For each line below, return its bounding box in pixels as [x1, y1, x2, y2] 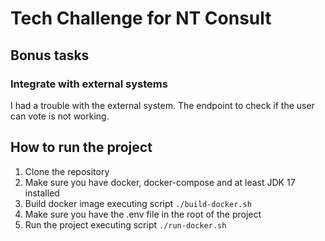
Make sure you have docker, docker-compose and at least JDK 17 [24, 176, 296, 188]
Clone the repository [24, 165, 110, 177]
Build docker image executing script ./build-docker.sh [24, 197, 252, 209]
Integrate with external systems [10, 77, 168, 91]
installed [24, 187, 60, 199]
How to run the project [10, 139, 153, 156]
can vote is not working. [10, 110, 110, 122]
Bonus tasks [10, 47, 90, 64]
